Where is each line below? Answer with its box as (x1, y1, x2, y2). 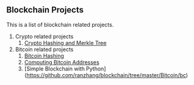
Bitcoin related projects (15, 46, 74, 53)
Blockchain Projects (6, 5, 84, 15)
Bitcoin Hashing (24, 52, 64, 59)
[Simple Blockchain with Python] (24, 65, 106, 72)
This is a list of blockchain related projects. (6, 21, 114, 28)
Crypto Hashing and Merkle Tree (24, 39, 107, 46)
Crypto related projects (15, 33, 74, 40)
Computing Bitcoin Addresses (24, 58, 99, 66)
